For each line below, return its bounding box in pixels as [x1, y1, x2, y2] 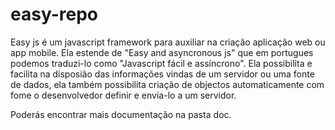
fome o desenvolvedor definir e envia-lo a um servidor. [10, 89, 237, 101]
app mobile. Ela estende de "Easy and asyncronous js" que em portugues [10, 46, 314, 58]
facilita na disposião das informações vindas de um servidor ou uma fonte [10, 68, 315, 80]
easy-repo [10, 3, 98, 26]
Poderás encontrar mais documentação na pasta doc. [10, 108, 232, 120]
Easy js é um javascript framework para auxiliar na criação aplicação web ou [10, 36, 326, 48]
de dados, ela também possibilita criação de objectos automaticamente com [10, 78, 325, 90]
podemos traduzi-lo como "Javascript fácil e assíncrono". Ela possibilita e [10, 57, 313, 69]
